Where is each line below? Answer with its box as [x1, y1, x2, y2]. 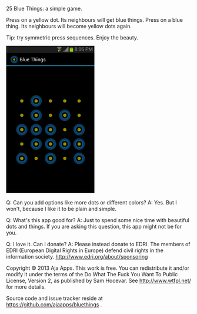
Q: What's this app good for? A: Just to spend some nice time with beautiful [6, 217, 189, 223]
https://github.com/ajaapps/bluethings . [6, 301, 102, 308]
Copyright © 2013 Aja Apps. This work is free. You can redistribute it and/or [6, 265, 190, 272]
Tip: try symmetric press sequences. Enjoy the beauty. [6, 34, 139, 41]
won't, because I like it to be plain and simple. [6, 206, 116, 212]
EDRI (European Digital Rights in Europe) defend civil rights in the [6, 247, 163, 254]
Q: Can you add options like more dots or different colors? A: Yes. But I [6, 199, 178, 206]
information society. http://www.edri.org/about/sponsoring [6, 253, 148, 260]
